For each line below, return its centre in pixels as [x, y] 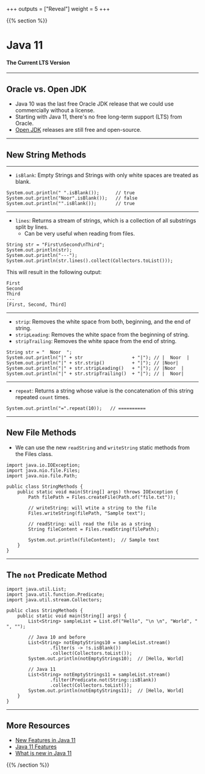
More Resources [38, 726]
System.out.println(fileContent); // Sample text [94, 540]
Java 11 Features [36, 747]
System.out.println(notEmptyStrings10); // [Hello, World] [106, 659]
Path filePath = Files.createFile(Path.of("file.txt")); [102, 497]
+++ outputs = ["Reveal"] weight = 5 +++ [58, 9]
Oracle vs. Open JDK [47, 89]
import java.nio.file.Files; [43, 470]
